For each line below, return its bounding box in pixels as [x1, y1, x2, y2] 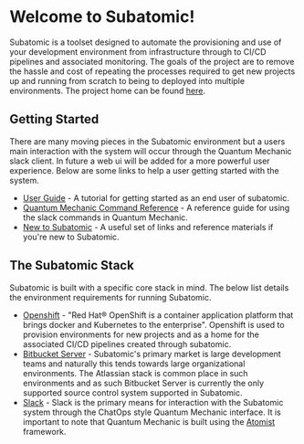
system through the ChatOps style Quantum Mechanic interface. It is [22, 407, 281, 418]
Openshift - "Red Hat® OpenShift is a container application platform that [22, 309, 294, 321]
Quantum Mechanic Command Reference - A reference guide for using [22, 202, 290, 213]
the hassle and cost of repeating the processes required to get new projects [9, 66, 296, 77]
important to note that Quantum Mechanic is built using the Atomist [22, 416, 276, 427]
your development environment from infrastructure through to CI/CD [9, 46, 267, 57]
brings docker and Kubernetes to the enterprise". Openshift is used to [22, 319, 285, 330]
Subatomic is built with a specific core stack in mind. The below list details [9, 281, 289, 293]
